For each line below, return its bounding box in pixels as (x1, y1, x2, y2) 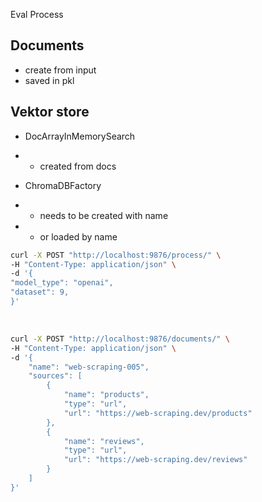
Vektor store (10, 104, 90, 121)
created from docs (39, 160, 117, 172)
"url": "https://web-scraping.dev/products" (63, 408, 253, 418)
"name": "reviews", (63, 436, 145, 446)
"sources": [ (28, 371, 83, 381)
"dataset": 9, (10, 287, 70, 298)
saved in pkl (24, 74, 75, 86)
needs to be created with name (39, 209, 169, 221)
